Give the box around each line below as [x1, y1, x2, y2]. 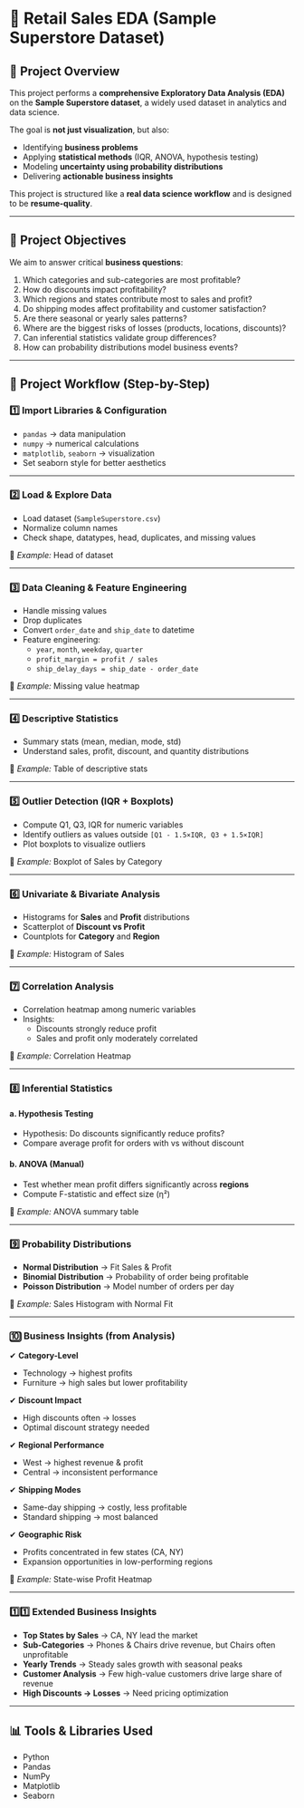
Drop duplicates [22, 615, 83, 626]
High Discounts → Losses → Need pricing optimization [22, 1687, 229, 1698]
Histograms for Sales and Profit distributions [22, 911, 190, 923]
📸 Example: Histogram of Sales [9, 948, 125, 959]
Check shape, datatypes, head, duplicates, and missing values [22, 532, 256, 543]
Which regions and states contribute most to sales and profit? [22, 294, 252, 305]
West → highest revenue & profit [22, 1457, 144, 1468]
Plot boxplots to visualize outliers [22, 838, 147, 849]
